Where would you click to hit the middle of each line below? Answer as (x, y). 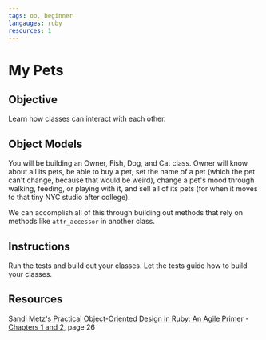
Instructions (39, 246)
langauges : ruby (35, 23)
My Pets (36, 70)
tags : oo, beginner (41, 16)
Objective (33, 100)
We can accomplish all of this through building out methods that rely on (126, 213)
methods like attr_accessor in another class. (82, 222)
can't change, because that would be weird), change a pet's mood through (131, 180)
